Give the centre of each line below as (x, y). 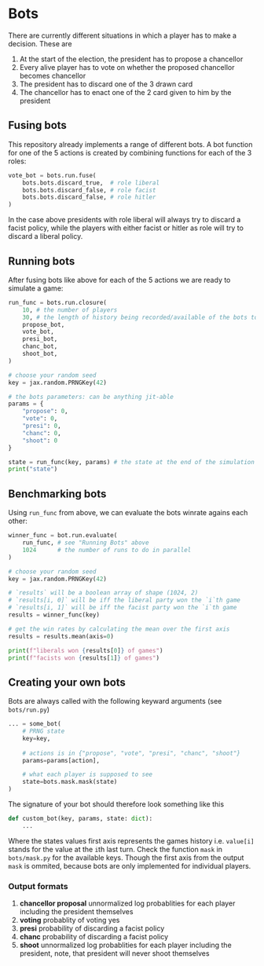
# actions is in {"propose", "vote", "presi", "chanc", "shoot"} (132, 753)
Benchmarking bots (57, 494)
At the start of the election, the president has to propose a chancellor (131, 59)
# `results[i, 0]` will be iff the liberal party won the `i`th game (125, 600)
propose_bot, (44, 324)
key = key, (37, 738)
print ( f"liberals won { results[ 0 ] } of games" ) (86, 650)
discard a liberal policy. (46, 236)
